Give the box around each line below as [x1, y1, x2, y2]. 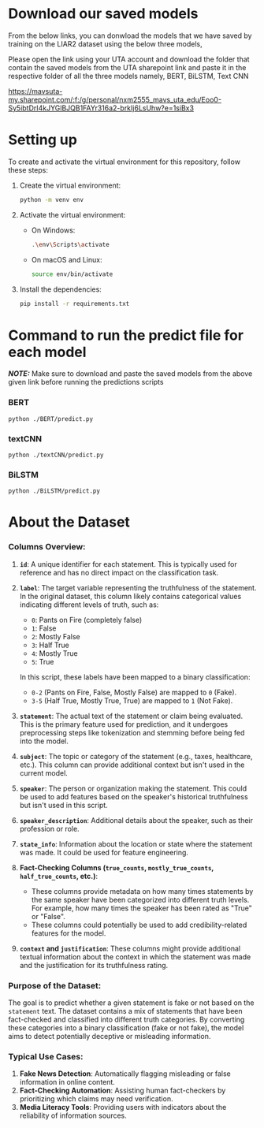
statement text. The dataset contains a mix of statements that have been [8, 1006, 243, 1015]
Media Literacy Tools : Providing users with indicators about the [19, 1103, 227, 1112]
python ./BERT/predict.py [8, 415, 93, 423]
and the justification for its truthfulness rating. [19, 960, 169, 970]
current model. [19, 768, 69, 777]
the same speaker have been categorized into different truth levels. [31, 895, 250, 904]
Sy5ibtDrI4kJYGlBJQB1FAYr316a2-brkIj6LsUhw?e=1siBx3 [8, 103, 195, 113]
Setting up [8, 131, 77, 149]
